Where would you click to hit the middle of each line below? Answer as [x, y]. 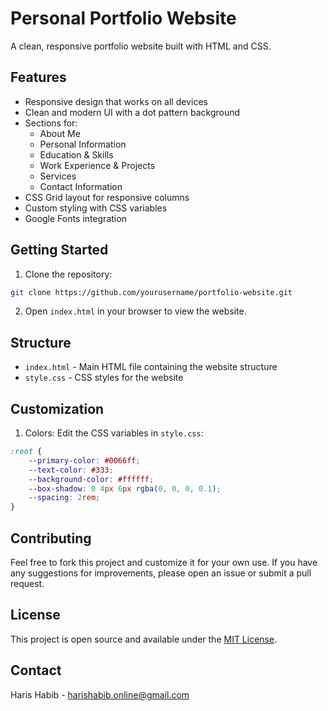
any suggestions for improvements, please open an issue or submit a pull [161, 573]
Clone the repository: [68, 274]
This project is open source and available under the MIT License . [144, 639]
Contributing [51, 538]
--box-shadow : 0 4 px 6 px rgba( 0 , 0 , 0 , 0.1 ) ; [125, 488]
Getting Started [59, 250]
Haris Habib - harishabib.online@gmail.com [100, 694]
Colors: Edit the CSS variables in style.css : [114, 433]
